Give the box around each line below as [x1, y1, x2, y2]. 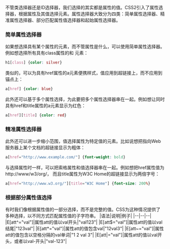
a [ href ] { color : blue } [5, 86, 53, 91]
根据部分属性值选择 [5, 194, 52, 201]
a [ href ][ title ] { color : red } [5, 113, 67, 118]
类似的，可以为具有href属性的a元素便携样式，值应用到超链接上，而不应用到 [5, 70, 163, 76]
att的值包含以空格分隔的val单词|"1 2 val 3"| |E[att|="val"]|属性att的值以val [5, 232, 158, 238]
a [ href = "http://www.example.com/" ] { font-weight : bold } [5, 154, 125, 160]
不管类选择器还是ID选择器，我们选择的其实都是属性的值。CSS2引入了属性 [5, 5, 159, 10]
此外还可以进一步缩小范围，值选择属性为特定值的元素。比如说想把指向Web [5, 138, 161, 144]
